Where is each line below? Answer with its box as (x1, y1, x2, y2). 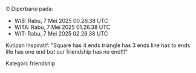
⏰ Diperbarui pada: (5, 5, 54, 12)
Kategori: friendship (5, 60, 56, 67)
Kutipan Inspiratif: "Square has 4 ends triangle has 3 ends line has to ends (5, 42, 191, 49)
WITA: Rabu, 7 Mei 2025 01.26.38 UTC (14, 24, 111, 31)
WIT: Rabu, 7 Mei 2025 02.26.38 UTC (14, 30, 108, 37)
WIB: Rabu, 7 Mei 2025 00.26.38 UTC (14, 17, 108, 24)
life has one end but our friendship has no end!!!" (5, 48, 128, 55)
